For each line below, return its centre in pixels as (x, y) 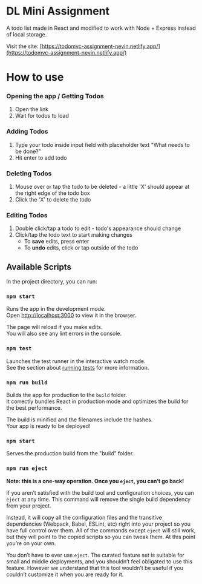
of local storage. (27, 34)
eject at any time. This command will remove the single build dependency (99, 499)
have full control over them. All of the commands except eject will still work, (101, 530)
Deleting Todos (29, 173)
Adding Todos (27, 132)
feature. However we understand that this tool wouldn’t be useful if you (95, 568)
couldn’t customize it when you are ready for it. (65, 574)
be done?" (28, 151)
